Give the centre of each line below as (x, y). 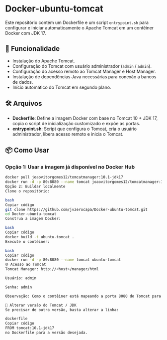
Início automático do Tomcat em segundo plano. (62, 87)
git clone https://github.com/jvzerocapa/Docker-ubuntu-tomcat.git (77, 209)
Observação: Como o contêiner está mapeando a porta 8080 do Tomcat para (83, 296)
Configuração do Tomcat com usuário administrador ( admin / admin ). (82, 66)
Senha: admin (19, 287)
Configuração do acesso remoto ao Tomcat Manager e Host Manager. (84, 71)
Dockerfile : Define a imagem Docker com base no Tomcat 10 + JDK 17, (85, 118)
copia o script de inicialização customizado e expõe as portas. (76, 123)
